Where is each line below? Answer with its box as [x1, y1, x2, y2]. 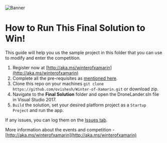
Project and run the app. [12, 107, 64, 113]
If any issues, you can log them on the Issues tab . [5, 117, 108, 123]
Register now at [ [12, 64, 48, 70]
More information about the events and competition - [5, 126, 115, 132]
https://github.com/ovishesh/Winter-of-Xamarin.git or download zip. [12, 86, 159, 92]
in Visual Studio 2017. [12, 96, 57, 102]
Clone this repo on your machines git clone [12, 80, 104, 86]
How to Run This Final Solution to [5, 23, 145, 34]
